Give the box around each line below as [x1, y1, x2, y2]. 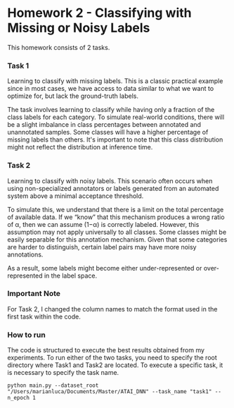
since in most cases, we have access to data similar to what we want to [7, 85, 214, 93]
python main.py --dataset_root [7, 382, 99, 389]
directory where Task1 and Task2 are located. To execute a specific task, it [7, 361, 223, 369]
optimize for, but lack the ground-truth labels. [7, 92, 139, 100]
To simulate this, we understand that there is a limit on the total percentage [7, 205, 224, 214]
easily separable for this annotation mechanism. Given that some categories [7, 235, 228, 244]
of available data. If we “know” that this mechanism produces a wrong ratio [7, 213, 225, 221]
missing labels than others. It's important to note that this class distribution [7, 135, 223, 144]
